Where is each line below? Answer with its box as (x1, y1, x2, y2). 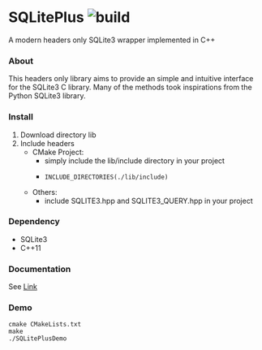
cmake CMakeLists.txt (8, 321, 82, 329)
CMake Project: (32, 147, 84, 157)
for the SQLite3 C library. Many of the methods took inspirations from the (8, 82, 253, 93)
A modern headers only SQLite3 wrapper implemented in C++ (8, 35, 216, 45)
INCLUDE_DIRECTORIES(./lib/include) (44, 173, 169, 181)
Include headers (19, 138, 75, 148)
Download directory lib (19, 130, 97, 140)
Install (8, 111, 34, 123)
